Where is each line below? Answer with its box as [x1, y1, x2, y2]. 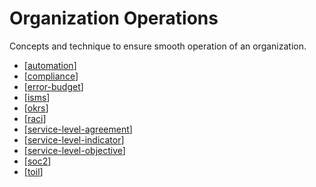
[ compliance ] [23, 70, 79, 82]
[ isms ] [23, 91, 51, 103]
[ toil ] [23, 165, 44, 177]
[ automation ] [23, 59, 77, 71]
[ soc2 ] [23, 155, 52, 167]
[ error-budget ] [23, 80, 84, 92]
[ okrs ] [23, 102, 49, 114]
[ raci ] [23, 112, 47, 124]
